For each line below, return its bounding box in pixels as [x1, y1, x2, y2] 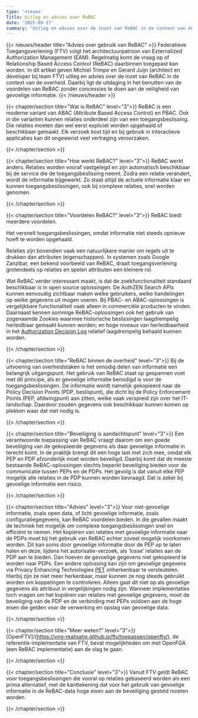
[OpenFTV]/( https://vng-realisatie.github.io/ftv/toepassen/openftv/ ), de [6, 633, 179, 641]
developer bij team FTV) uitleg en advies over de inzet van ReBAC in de [6, 73, 180, 80]
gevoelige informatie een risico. [6, 480, 83, 488]
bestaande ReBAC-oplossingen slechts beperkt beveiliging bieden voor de [6, 462, 187, 469]
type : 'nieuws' [6, 8, 44, 15]
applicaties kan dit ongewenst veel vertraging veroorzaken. [6, 134, 150, 142]
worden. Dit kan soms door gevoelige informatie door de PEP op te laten [6, 541, 181, 548]
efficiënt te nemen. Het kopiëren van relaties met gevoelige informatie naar [6, 529, 188, 536]
